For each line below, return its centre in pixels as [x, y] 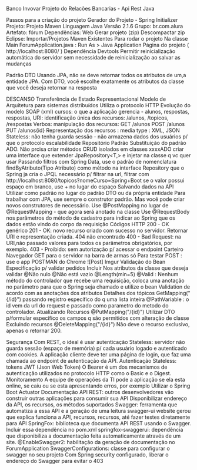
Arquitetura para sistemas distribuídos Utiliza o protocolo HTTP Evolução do [98, 105]
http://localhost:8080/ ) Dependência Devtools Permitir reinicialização [91, 51]
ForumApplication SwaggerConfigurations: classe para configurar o [88, 448]
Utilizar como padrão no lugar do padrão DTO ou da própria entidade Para [96, 193]
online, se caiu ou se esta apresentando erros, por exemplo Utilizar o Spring [98, 386]
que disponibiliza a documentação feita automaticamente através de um [94, 436]
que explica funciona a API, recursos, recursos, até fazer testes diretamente [98, 417]
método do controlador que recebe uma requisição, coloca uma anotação [95, 280]
